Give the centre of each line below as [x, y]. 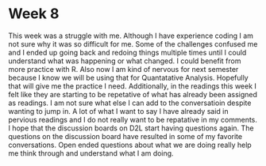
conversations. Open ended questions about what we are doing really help [130, 145]
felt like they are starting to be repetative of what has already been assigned [133, 94]
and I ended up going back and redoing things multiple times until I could [127, 52]
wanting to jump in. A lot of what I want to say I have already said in [118, 111]
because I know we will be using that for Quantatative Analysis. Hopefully [128, 77]
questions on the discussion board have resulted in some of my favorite [125, 136]
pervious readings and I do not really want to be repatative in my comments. [133, 119]
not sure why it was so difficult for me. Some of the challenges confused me [133, 43]
